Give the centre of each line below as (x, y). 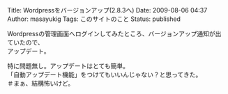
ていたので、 (25, 42)
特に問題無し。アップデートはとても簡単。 (68, 66)
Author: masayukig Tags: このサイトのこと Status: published (94, 19)
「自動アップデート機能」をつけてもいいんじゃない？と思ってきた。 (105, 75)
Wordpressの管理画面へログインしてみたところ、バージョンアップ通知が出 (114, 34)
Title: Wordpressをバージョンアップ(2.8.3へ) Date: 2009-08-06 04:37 (107, 10)
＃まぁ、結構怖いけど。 (41, 83)
